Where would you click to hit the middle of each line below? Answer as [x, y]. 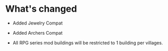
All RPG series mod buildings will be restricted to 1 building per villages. [88, 43]
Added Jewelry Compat [38, 23]
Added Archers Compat [38, 33]
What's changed [41, 9]
